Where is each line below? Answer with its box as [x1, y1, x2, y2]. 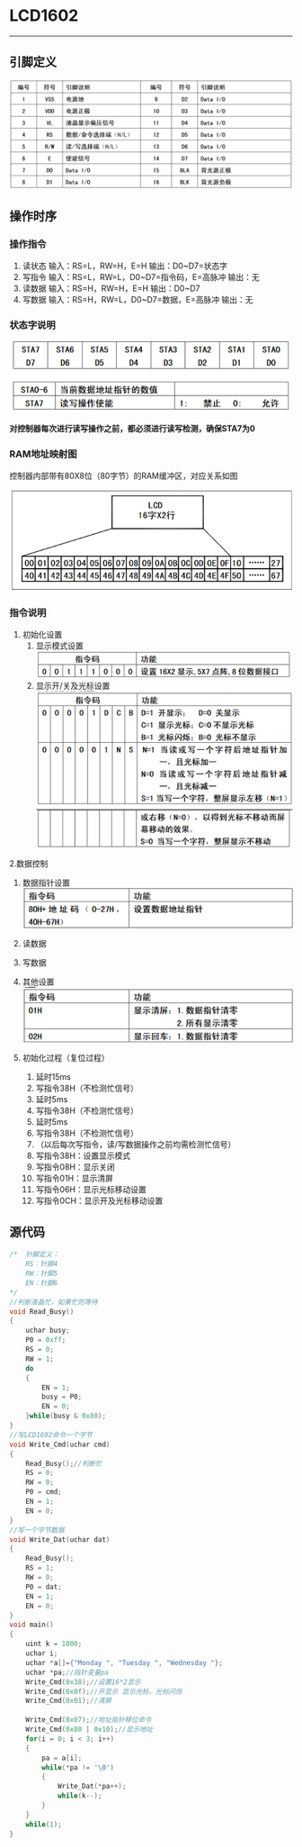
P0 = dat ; [25, 1582, 63, 1591]
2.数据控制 [9, 857, 49, 869]
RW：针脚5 [25, 1269, 58, 1279]
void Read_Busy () [9, 1307, 75, 1316]
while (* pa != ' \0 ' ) [41, 1762, 115, 1772]
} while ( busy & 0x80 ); [25, 1411, 106, 1421]
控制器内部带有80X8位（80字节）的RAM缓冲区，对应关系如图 [9, 470, 238, 481]
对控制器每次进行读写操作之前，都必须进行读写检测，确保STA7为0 [9, 423, 256, 434]
